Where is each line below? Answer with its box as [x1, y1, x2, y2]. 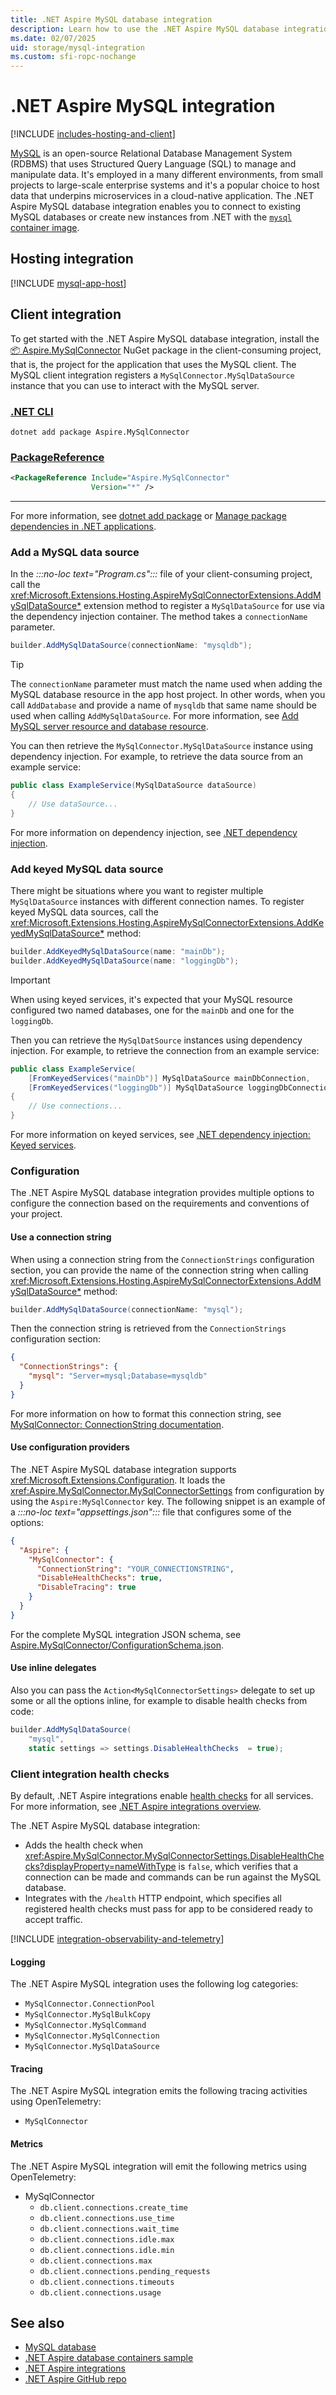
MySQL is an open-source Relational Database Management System [10, 147, 293, 160]
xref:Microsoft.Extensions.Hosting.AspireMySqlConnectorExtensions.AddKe [10, 917, 325, 928]
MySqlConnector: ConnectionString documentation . [10, 1418, 225, 1430]
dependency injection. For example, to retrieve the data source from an [10, 751, 304, 763]
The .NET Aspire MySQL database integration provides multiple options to [10, 1187, 315, 1199]
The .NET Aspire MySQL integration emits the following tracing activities [10, 2085, 308, 2097]
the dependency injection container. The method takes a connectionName [10, 611, 308, 623]
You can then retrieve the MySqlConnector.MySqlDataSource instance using [10, 740, 314, 752]
